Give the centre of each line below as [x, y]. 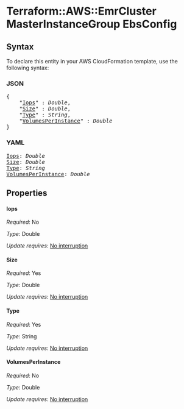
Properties [27, 193]
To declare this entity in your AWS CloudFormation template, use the [92, 61]
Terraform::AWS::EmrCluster [81, 11]
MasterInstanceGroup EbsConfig [92, 24]
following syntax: [28, 68]
